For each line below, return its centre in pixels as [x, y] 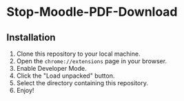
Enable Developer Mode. [51, 68]
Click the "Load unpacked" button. [65, 76]
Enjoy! [25, 90]
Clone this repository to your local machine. [78, 54]
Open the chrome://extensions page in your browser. [91, 61]
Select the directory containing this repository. [82, 83]
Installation [31, 37]
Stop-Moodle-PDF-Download [92, 12]
